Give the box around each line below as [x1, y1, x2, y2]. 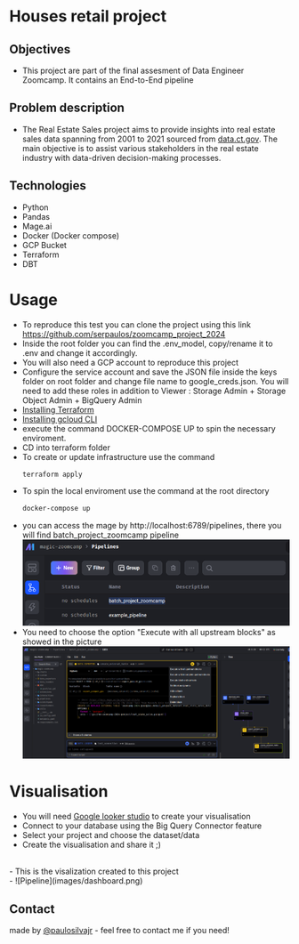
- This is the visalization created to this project [9, 866, 180, 877]
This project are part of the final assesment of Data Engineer [21, 65, 245, 76]
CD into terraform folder [21, 442, 111, 453]
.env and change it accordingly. [21, 347, 138, 358]
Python [21, 202, 49, 213]
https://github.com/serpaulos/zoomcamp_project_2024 [21, 328, 226, 339]
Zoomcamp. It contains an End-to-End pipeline [21, 75, 194, 85]
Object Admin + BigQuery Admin [21, 394, 142, 406]
